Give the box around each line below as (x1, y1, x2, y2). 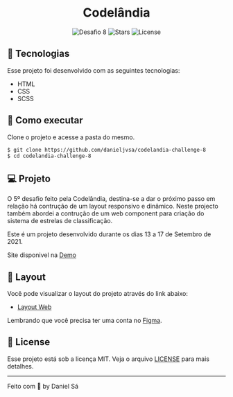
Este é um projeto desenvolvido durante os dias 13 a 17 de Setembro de (7, 230, 212, 238)
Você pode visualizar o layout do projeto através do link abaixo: (7, 289, 189, 297)
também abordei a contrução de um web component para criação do (7, 209, 205, 218)
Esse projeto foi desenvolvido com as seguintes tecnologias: (7, 66, 180, 74)
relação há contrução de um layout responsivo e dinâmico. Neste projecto (7, 202, 218, 211)
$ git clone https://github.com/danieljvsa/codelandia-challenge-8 (7, 146, 207, 153)
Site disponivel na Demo (7, 251, 76, 259)
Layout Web (17, 303, 52, 311)
